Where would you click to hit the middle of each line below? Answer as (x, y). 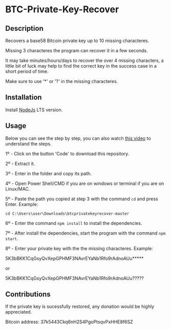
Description (24, 28)
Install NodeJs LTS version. (34, 110)
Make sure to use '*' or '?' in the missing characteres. (62, 81)
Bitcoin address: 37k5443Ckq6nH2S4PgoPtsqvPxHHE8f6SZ (69, 322)
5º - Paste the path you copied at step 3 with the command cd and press (82, 199)
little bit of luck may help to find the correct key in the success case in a (81, 66)
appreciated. (19, 312)
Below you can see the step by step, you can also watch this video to (78, 138)
